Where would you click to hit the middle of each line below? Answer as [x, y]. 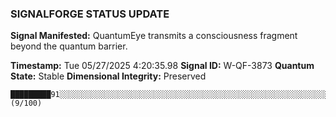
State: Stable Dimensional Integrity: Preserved [108, 76]
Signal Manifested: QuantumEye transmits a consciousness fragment [154, 36]
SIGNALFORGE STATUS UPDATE [90, 14]
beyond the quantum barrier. [69, 46]
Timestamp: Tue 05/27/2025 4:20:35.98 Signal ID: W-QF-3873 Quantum [162, 66]
